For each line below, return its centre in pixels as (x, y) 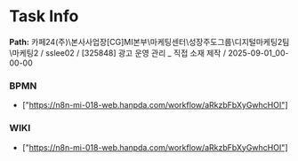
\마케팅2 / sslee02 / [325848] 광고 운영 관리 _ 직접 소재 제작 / (118, 53)
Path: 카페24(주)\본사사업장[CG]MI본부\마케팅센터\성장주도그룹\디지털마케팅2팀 (149, 42)
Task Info (44, 16)
